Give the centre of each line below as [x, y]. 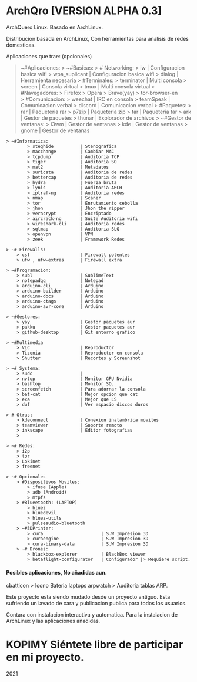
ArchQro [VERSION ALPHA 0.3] [84, 11]
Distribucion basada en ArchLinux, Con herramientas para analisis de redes [98, 38]
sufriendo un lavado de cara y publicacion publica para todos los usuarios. [96, 604]
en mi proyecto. [45, 658]
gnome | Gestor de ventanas [55, 130]
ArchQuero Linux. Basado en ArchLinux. [55, 27]
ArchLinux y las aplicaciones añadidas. [53, 621]
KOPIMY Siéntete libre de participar [95, 645]
